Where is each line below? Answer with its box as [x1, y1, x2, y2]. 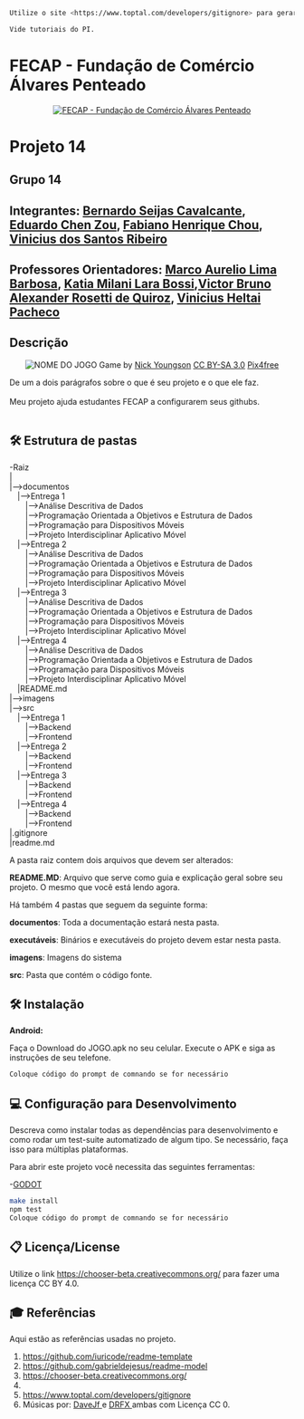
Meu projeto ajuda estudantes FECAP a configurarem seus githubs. [9, 396, 261, 407]
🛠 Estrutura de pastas [9, 433, 138, 448]
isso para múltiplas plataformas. [9, 1144, 128, 1155]
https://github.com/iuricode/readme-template [22, 1351, 193, 1362]
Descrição [9, 335, 69, 350]
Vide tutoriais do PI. [9, 24, 95, 34]
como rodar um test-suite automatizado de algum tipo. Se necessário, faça [9, 1135, 289, 1146]
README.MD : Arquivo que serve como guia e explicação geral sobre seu [9, 872, 283, 883]
